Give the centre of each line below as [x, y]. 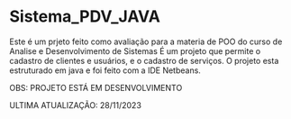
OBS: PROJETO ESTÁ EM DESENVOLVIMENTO [96, 87]
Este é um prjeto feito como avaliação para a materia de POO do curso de [146, 41]
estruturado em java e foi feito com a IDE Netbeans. [105, 70]
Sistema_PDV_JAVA [85, 17]
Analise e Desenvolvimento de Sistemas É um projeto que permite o [135, 50]
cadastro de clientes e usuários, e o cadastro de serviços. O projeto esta [144, 60]
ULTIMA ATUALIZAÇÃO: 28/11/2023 [76, 105]
